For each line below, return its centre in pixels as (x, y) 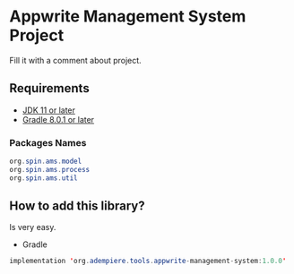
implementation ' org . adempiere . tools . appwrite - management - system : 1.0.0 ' (148, 261)
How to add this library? (77, 206)
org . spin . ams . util (43, 178)
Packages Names (48, 142)
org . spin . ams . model (46, 162)
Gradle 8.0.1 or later (58, 119)
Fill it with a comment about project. (75, 60)
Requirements (49, 88)
